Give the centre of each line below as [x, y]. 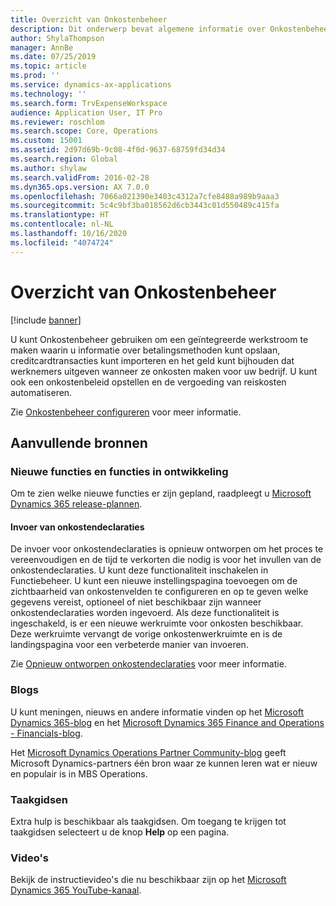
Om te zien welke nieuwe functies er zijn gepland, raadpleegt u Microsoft [161, 493]
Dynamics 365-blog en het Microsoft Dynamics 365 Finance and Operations [167, 722]
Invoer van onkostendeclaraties [77, 527]
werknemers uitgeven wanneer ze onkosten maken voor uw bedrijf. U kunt [164, 371]
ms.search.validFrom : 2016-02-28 [80, 177]
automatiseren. [41, 392]
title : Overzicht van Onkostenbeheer [89, 19]
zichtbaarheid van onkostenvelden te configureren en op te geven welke [159, 592]
